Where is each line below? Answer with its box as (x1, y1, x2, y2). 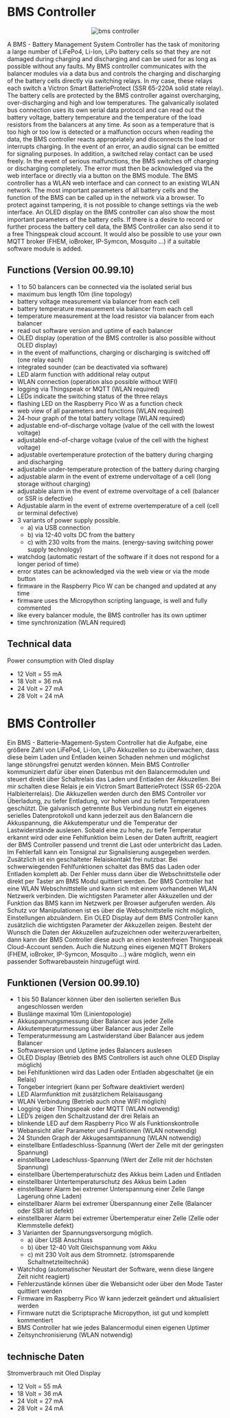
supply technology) (27, 545, 82, 553)
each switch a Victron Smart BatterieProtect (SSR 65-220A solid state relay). (7, 84, 224, 92)
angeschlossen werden (16, 1003, 84, 1011)
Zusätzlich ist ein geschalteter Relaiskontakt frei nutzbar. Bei (7, 855, 178, 863)
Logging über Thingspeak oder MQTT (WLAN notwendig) (16, 1105, 180, 1113)
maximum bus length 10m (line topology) (16, 290, 133, 298)
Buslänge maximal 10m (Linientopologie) (16, 1010, 132, 1018)
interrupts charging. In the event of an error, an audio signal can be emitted (7, 142, 220, 150)
